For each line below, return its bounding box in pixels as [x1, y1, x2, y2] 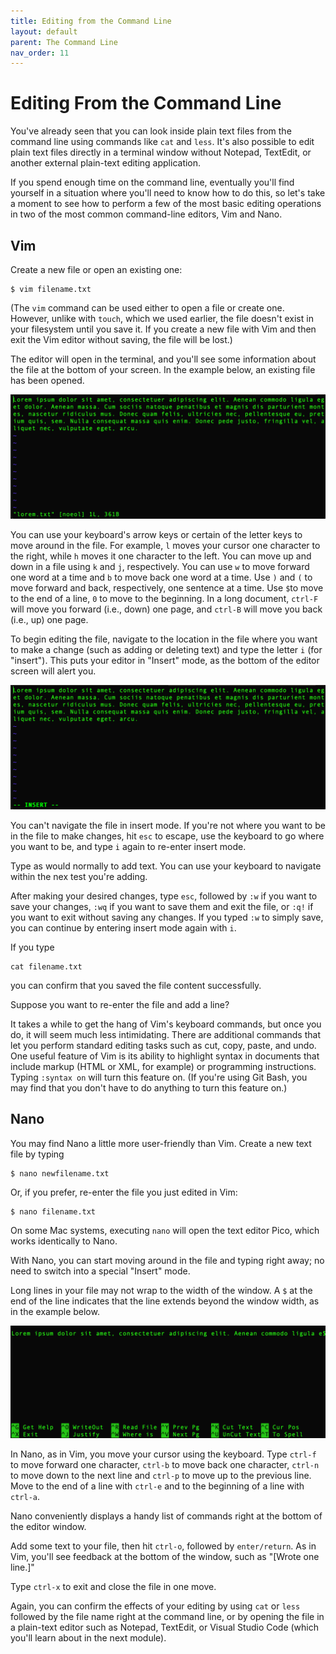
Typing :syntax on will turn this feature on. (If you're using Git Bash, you [10, 1071, 308, 1083]
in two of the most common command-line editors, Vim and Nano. [10, 208, 283, 220]
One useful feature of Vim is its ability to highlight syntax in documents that [10, 1050, 320, 1062]
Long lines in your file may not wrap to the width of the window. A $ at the [10, 1284, 313, 1296]
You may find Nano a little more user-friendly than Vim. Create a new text [10, 1137, 312, 1149]
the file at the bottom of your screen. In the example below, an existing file [10, 364, 316, 375]
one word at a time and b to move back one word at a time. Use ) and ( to [10, 571, 313, 583]
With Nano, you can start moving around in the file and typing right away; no [10, 1254, 325, 1266]
